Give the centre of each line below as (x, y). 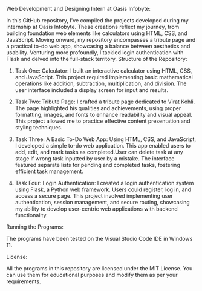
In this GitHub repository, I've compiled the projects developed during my (97, 20)
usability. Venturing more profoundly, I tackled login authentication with (95, 53)
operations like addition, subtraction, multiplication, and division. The (101, 83)
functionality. (31, 215)
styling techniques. (39, 127)
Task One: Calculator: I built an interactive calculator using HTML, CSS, (103, 71)
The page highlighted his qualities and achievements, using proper (98, 108)
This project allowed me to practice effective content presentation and (103, 121)
